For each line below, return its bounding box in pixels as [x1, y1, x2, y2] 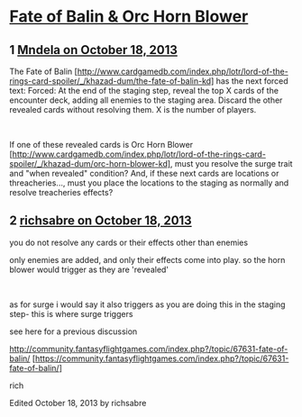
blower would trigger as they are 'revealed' [9, 264, 169, 275]
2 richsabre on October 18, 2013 [9, 213, 192, 229]
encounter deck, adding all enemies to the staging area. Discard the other [9, 95, 283, 105]
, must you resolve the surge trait [169, 159, 293, 168]
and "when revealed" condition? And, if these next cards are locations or [9, 168, 279, 178]
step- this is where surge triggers [9, 308, 133, 319]
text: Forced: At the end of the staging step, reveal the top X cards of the [9, 86, 279, 95]
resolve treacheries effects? [9, 187, 114, 197]
